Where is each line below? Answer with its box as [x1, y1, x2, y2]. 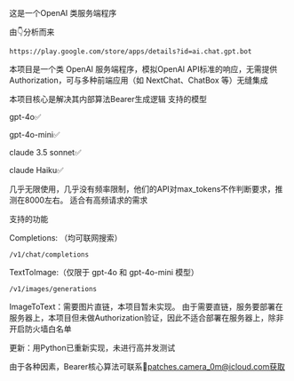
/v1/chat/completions [9, 250, 90, 259]
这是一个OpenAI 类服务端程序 [9, 8, 117, 18]
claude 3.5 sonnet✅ [9, 147, 82, 157]
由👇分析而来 [9, 27, 55, 37]
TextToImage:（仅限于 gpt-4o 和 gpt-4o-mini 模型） [9, 267, 200, 277]
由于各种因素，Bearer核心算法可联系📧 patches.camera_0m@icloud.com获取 [9, 361, 286, 371]
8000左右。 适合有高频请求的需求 [24, 194, 148, 205]
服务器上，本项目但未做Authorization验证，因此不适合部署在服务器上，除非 [9, 313, 284, 322]
